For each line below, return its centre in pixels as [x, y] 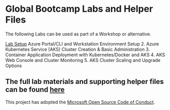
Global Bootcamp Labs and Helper [79, 9]
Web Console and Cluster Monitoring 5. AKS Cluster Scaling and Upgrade [83, 60]
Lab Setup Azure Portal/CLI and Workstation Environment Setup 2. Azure [82, 43]
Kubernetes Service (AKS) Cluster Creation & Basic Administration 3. [78, 49]
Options [14, 65]
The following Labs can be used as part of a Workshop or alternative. [78, 34]
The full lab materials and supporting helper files [84, 82]
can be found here [35, 90]
